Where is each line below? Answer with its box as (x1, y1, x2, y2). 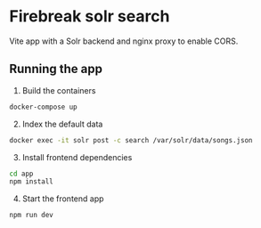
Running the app (9, 61, 102, 77)
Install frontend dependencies (21, 151, 133, 162)
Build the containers (21, 85, 96, 95)
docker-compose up (9, 102, 77, 111)
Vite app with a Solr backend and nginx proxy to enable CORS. (9, 36, 239, 46)
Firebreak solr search (9, 6, 170, 27)
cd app (9, 169, 34, 178)
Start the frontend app (21, 193, 104, 204)
